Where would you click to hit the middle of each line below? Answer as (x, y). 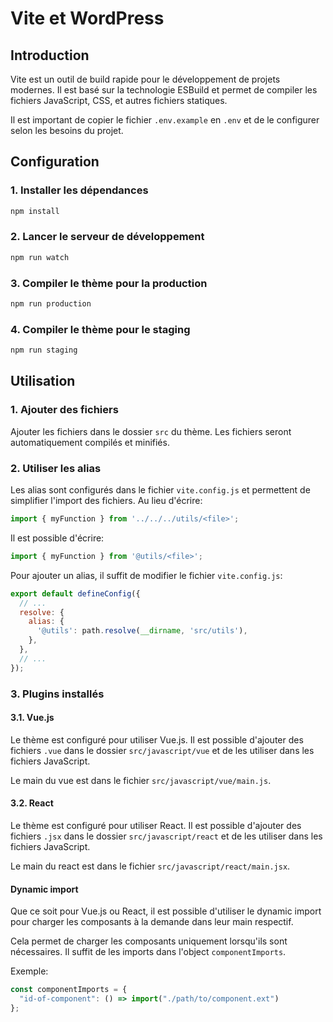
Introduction (50, 55)
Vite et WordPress (87, 18)
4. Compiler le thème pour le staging (100, 329)
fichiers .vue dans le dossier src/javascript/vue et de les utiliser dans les (162, 750)
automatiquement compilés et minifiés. (90, 442)
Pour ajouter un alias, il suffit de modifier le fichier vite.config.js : (146, 575)
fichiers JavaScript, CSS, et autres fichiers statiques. (119, 100)
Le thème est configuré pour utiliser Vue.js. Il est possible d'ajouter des (157, 739)
